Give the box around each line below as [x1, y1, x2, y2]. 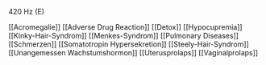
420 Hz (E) [8, 7, 45, 16]
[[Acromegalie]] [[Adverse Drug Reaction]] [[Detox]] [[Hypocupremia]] [8, 22, 243, 31]
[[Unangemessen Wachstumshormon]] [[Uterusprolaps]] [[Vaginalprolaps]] [8, 48, 259, 57]
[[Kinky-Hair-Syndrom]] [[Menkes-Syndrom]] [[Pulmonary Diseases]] [8, 31, 239, 40]
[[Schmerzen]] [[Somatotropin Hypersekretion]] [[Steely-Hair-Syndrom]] [8, 39, 250, 49]
